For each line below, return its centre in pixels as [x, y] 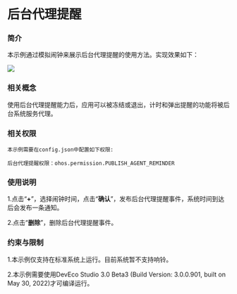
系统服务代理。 [35, 113]
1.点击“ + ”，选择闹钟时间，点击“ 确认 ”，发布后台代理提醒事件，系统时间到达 [116, 199]
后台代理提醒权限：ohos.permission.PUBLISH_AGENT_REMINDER [91, 164]
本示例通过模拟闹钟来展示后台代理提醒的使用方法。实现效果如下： [103, 55]
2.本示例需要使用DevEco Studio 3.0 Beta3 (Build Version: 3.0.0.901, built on [116, 274]
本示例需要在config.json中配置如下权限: [61, 150]
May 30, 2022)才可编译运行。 [50, 283]
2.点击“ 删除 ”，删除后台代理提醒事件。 [62, 223]
